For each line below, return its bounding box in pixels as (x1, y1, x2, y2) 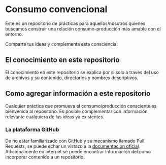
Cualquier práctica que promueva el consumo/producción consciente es (5, 103, 157, 109)
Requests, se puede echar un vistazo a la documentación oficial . (5, 143, 141, 149)
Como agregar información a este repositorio (5, 89, 151, 98)
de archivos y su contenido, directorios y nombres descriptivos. (5, 75, 139, 81)
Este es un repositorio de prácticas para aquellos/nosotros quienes (5, 20, 146, 26)
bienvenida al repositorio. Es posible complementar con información (5, 108, 148, 114)
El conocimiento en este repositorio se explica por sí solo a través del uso (5, 69, 159, 75)
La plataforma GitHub (5, 126, 59, 133)
